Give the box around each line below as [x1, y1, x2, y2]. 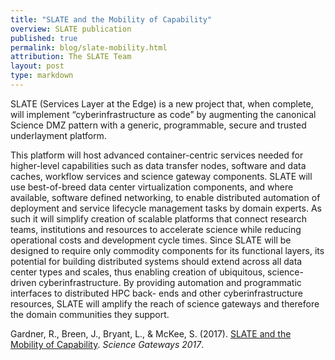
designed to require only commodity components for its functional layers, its [10, 244, 325, 256]
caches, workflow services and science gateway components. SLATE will [10, 170, 313, 182]
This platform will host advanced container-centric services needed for [10, 149, 304, 161]
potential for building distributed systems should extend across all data [10, 255, 303, 267]
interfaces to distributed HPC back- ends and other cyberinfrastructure [10, 287, 303, 299]
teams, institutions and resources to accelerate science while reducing [10, 223, 302, 235]
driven [10, 276, 37, 288]
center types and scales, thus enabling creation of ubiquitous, [10, 266, 266, 278]
